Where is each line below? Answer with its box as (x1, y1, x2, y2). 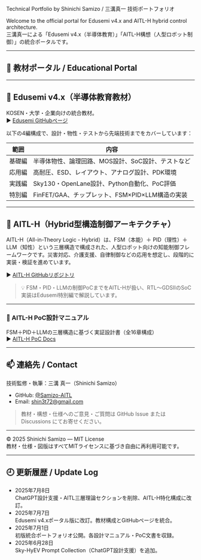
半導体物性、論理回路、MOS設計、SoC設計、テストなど (33, 156, 191, 165)
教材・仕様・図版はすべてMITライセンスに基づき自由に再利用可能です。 (6, 442, 182, 450)
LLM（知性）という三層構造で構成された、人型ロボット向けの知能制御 (6, 243, 179, 251)
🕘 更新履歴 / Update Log (6, 467, 99, 477)
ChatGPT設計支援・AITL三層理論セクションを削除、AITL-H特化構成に (14, 494, 187, 502)
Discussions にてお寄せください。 (20, 417, 105, 424)
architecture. (6, 23, 38, 31)
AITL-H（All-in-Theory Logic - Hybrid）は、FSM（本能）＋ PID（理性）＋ (6, 236, 188, 243)
